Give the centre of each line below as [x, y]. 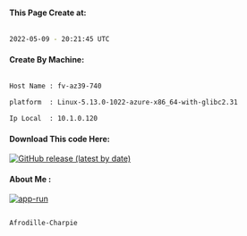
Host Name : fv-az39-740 [55, 86]
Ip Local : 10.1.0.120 [54, 119]
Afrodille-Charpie [43, 223]
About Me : [30, 179]
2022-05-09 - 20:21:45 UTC [60, 39]
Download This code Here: [60, 139]
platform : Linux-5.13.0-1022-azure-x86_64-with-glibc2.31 [124, 103]
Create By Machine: [47, 59]
